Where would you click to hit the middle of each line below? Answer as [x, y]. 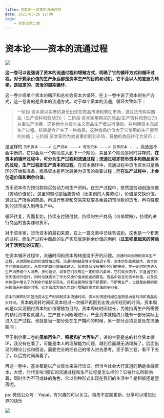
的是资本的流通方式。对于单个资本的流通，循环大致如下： [88, 101]
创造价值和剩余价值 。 [26, 177]
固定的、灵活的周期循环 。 [43, 85]
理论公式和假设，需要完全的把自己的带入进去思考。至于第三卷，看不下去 [86, 349]
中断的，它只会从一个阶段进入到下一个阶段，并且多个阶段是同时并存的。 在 [84, 153]
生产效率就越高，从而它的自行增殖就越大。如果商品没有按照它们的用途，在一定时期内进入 [81, 267]
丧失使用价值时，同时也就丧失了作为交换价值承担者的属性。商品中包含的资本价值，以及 [80, 277]
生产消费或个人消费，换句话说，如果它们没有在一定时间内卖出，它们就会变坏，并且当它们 [81, 272]
